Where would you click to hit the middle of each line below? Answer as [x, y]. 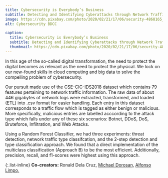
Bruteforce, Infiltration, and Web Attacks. [47, 124]
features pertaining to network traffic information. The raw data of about [79, 92]
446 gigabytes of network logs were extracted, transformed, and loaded [80, 97]
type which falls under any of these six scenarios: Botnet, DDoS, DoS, [77, 119]
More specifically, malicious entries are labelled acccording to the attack [80, 113]
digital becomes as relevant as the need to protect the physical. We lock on [82, 66]
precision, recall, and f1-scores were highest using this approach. [72, 155]
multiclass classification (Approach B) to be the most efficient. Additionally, [82, 150]
